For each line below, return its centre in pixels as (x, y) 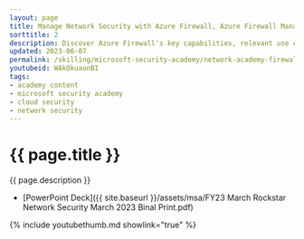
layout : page (34, 18)
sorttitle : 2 (34, 34)
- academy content (44, 85)
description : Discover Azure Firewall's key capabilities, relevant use (149, 43)
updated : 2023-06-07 (48, 52)
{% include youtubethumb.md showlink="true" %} (103, 225)
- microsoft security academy (66, 93)
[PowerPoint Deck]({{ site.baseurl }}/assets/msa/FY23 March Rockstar (154, 198)
